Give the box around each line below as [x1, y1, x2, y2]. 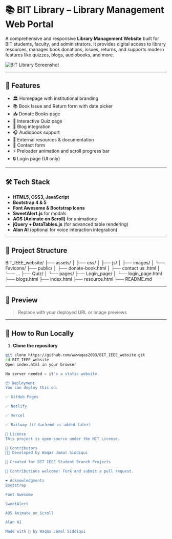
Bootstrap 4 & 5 [12, 199, 47, 205]
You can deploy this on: [5, 385, 58, 390]
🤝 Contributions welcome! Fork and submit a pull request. [5, 469, 134, 474]
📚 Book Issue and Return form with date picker [12, 103, 113, 109]
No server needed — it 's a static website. [5, 371, 100, 377]
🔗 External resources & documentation [12, 136, 94, 142]
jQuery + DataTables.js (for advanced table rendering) [12, 221, 129, 227]
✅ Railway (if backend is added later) [5, 422, 91, 427]
